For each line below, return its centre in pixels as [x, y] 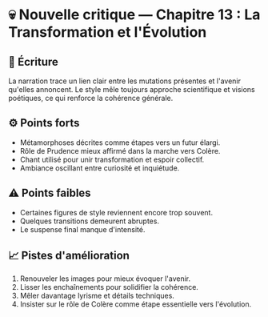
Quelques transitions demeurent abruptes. [90, 221]
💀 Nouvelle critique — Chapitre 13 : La [134, 15]
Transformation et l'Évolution [108, 32]
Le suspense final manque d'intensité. [82, 229]
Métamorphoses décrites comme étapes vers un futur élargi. [120, 142]
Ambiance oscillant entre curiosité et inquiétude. [100, 168]
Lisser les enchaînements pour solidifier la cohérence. [109, 287]
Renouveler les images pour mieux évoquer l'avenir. [105, 279]
